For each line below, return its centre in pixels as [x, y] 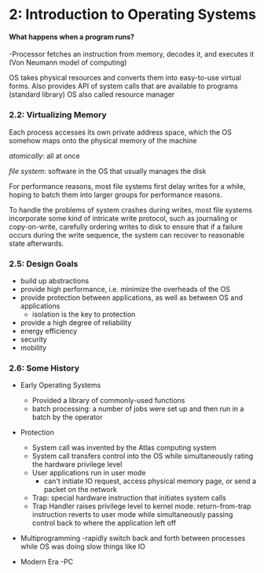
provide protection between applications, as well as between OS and [131, 298]
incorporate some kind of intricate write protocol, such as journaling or [123, 218]
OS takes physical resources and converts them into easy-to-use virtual [125, 78]
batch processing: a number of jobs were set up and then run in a [138, 409]
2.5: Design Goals [44, 264]
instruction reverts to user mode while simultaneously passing [132, 515]
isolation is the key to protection [84, 314]
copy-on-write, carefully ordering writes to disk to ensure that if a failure [126, 227]
